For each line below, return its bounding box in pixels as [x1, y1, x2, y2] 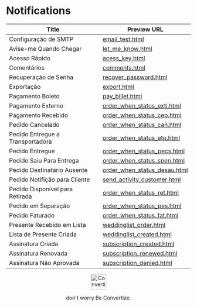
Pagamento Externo [9, 101, 64, 109]
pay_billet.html [102, 92, 142, 100]
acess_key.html [102, 54, 145, 62]
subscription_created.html [102, 240, 175, 248]
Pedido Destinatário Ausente [9, 165, 88, 174]
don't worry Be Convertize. [66, 294, 131, 301]
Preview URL [127, 25, 164, 33]
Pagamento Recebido [9, 111, 69, 119]
